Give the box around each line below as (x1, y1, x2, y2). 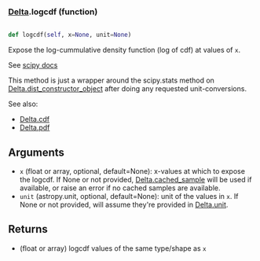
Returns (8, 222, 49, 236)
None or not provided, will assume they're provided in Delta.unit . (19, 200, 229, 209)
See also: (8, 99, 38, 108)
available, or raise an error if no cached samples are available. (19, 183, 221, 193)
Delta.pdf (19, 123, 50, 132)
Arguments (8, 145, 65, 159)
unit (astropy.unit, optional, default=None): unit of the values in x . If (19, 191, 239, 200)
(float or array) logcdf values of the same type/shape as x (19, 243, 207, 253)
